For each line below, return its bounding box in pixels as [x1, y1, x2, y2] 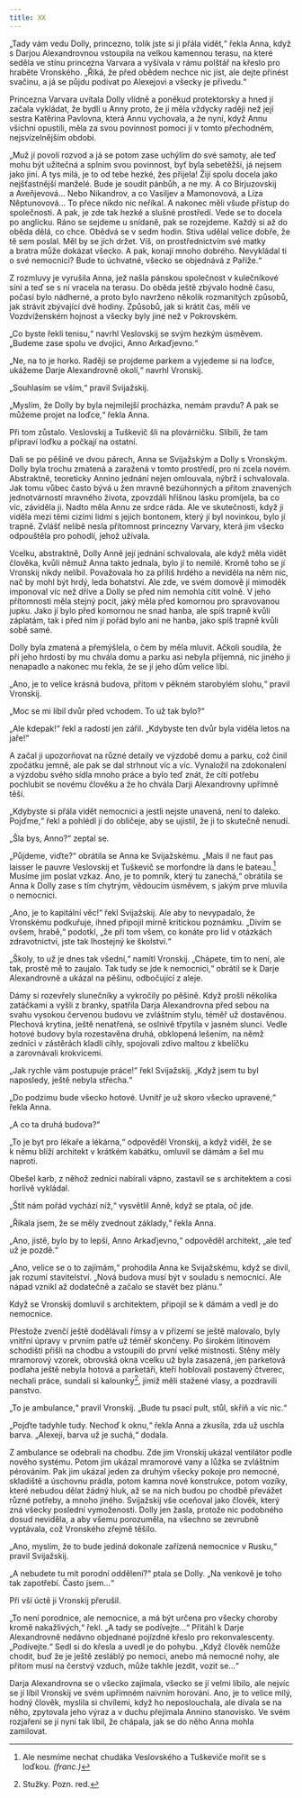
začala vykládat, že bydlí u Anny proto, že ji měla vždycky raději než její [9, 103, 274, 114]
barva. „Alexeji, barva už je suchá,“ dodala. [9, 1429, 169, 1440]
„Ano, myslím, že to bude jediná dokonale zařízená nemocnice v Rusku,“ [9, 1540, 278, 1551]
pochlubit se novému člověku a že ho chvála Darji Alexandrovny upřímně [9, 779, 279, 789]
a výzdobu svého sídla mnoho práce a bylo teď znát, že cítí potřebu [9, 769, 259, 780]
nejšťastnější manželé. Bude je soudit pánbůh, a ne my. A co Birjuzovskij [9, 178, 277, 189]
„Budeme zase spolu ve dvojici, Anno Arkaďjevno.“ [9, 337, 199, 348]
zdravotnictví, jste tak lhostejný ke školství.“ [9, 936, 172, 947]
